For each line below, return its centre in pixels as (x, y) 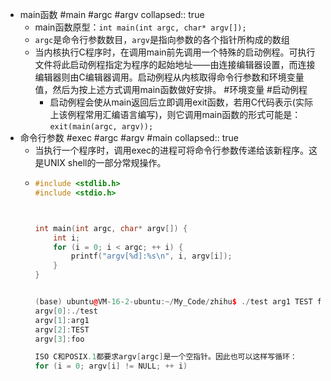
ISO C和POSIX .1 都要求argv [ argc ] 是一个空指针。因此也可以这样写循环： (166, 357)
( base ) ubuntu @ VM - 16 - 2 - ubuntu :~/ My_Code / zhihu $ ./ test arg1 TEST (173, 302)
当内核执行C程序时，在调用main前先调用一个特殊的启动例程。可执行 (175, 52)
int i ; (67, 238)
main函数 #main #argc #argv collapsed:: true (112, 14)
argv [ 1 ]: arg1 (62, 320)
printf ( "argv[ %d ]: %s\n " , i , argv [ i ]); (151, 256)
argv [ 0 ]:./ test (66, 311)
